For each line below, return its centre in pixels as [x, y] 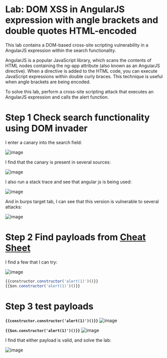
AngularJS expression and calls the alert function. [57, 97]
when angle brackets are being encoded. [48, 82]
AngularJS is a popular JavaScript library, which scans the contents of [78, 60]
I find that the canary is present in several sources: [58, 162]
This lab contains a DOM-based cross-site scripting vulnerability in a [77, 45]
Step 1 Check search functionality [78, 118]
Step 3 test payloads [49, 306]
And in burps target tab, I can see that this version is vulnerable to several [82, 201]
